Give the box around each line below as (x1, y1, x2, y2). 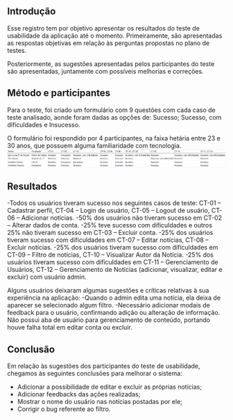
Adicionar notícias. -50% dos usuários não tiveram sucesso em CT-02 (21, 213, 223, 222)
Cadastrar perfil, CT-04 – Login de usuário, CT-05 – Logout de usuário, (7, 207, 210, 215)
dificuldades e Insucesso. (7, 120, 80, 129)
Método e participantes (7, 87, 111, 99)
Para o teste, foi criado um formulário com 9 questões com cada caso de (7, 106, 216, 114)
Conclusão (7, 344, 55, 355)
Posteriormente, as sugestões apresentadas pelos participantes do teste (7, 59, 215, 68)
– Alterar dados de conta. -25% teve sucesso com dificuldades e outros (7, 221, 213, 229)
